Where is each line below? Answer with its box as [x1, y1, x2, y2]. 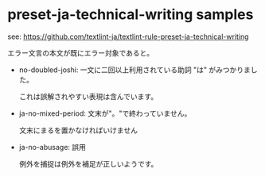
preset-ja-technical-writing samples [7, 6, 254, 24]
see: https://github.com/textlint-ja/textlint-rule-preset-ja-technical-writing [7, 32, 249, 41]
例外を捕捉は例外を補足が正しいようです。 [18, 159, 158, 168]
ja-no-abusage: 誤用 [18, 142, 87, 151]
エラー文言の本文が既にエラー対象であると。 [7, 48, 154, 57]
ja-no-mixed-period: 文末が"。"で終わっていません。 [18, 109, 192, 118]
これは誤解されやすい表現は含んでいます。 [18, 91, 158, 101]
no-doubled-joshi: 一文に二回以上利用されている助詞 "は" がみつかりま [18, 65, 251, 75]
